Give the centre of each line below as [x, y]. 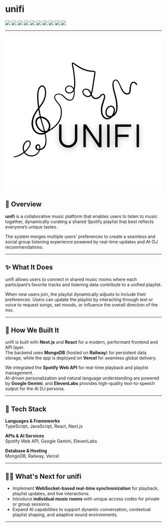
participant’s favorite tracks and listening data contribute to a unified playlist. [83, 285]
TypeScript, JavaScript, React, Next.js [44, 426]
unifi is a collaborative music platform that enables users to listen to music [81, 216]
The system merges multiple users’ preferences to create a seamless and [80, 236]
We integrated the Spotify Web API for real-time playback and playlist [77, 368]
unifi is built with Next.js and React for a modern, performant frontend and [82, 342]
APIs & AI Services [25, 436]
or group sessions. [32, 504]
